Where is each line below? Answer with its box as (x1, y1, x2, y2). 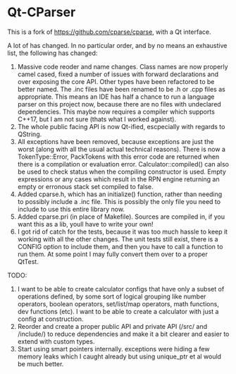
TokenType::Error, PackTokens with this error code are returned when (17, 152, 220, 161)
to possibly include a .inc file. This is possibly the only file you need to (17, 197, 221, 205)
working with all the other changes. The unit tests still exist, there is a (17, 234, 218, 243)
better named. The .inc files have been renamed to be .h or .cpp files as (17, 85, 225, 93)
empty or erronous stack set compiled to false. (17, 182, 154, 191)
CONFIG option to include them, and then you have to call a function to (17, 242, 223, 251)
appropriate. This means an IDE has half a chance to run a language (17, 92, 215, 101)
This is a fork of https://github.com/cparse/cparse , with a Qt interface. (7, 28, 211, 36)
